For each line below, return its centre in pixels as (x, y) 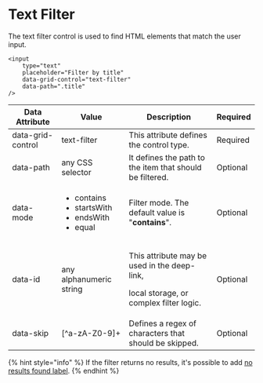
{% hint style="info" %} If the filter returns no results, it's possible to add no (130, 362)
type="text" (41, 66)
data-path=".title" (54, 86)
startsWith (94, 207)
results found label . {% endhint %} (64, 370)
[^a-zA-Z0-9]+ (91, 333)
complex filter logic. (165, 302)
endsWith (92, 217)
